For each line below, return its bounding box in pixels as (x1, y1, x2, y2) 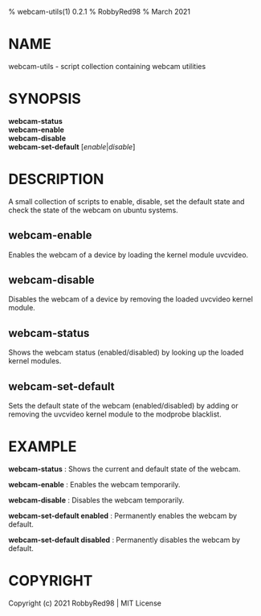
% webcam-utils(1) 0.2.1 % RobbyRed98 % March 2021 (8, 7, 191, 16)
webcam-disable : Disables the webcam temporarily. (8, 495, 185, 505)
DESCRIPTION (8, 170, 104, 188)
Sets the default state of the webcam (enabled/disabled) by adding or (8, 401, 239, 411)
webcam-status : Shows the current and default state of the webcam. (8, 464, 241, 474)
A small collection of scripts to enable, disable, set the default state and (8, 196, 245, 206)
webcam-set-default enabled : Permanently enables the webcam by (8, 511, 238, 520)
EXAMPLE (8, 437, 77, 456)
